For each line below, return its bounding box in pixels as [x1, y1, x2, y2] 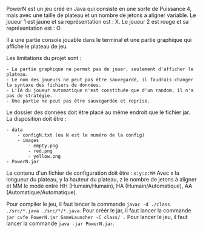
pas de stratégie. [6, 93, 53, 99]
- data [6, 127, 23, 133]
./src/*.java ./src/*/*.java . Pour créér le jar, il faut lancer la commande [6, 207, 191, 214]
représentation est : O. [6, 24, 62, 32]
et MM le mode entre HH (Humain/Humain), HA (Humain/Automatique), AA [6, 182, 193, 189]
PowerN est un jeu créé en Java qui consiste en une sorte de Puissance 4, [6, 5, 192, 12]
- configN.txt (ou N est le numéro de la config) [17, 132, 145, 138]
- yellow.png [28, 154, 61, 160]
